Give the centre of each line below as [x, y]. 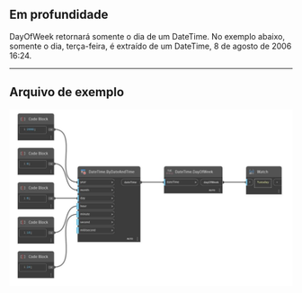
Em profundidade [59, 15]
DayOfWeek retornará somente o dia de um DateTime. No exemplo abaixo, [147, 36]
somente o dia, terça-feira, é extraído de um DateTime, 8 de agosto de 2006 [151, 46]
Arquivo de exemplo [67, 92]
